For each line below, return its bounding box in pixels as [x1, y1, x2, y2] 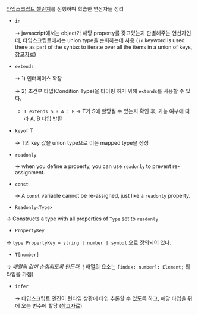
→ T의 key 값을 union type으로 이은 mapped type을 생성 [14, 139, 149, 146]
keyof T [14, 127, 34, 134]
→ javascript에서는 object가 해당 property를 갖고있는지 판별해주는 [14, 29, 171, 36]
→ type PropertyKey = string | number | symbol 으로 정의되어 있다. [6, 239, 172, 246]
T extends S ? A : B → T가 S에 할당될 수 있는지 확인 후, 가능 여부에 [23, 108, 184, 114]
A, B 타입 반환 [30, 115, 62, 122]
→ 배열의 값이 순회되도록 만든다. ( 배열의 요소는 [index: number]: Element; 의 [6, 263, 190, 270]
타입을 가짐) [6, 270, 34, 277]
